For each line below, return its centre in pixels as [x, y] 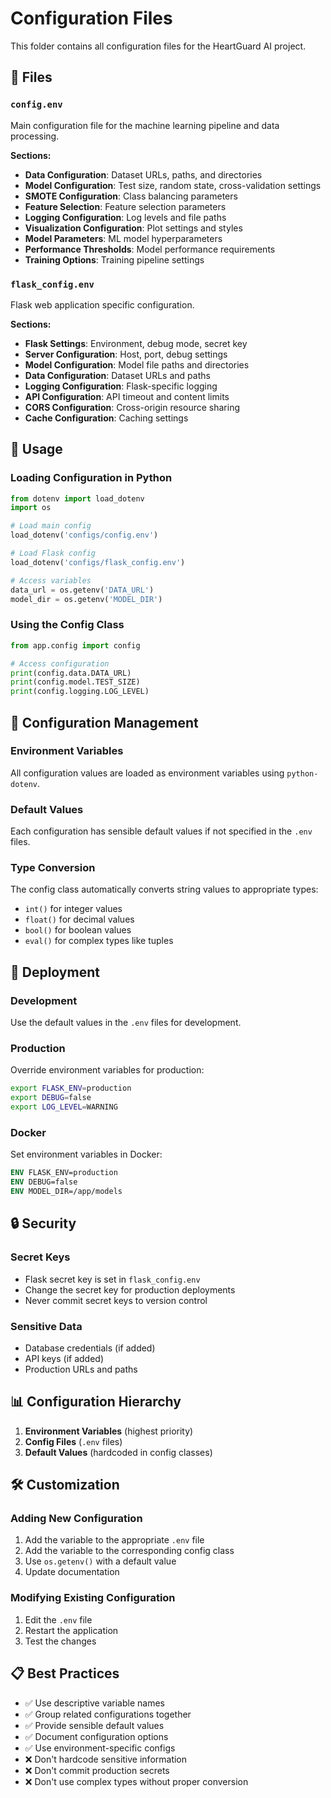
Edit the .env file [58, 1619]
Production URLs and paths [81, 1369]
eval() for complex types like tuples [99, 941]
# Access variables [51, 580]
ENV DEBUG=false [44, 1182]
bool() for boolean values [78, 930]
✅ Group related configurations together [108, 1714]
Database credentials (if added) [90, 1348]
